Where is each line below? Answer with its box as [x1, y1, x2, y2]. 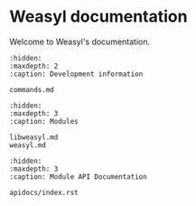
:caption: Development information [9, 70, 144, 79]
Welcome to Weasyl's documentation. [9, 36, 151, 47]
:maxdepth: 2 [9, 61, 59, 70]
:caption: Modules [9, 117, 79, 126]
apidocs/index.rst [9, 188, 79, 197]
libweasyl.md [9, 133, 59, 142]
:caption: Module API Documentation [9, 172, 147, 182]
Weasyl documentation [9, 6, 188, 27]
